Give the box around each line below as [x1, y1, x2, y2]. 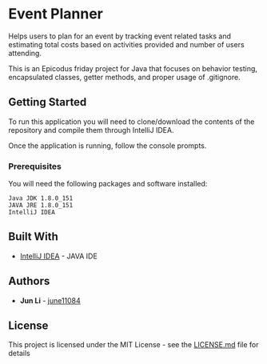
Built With [8, 230, 58, 244]
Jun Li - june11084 [19, 295, 82, 305]
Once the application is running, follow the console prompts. [8, 141, 207, 150]
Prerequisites [8, 161, 62, 172]
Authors [8, 274, 50, 288]
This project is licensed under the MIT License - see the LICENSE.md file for [8, 340, 259, 350]
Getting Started [8, 95, 87, 109]
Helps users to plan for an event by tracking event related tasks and [8, 31, 232, 41]
